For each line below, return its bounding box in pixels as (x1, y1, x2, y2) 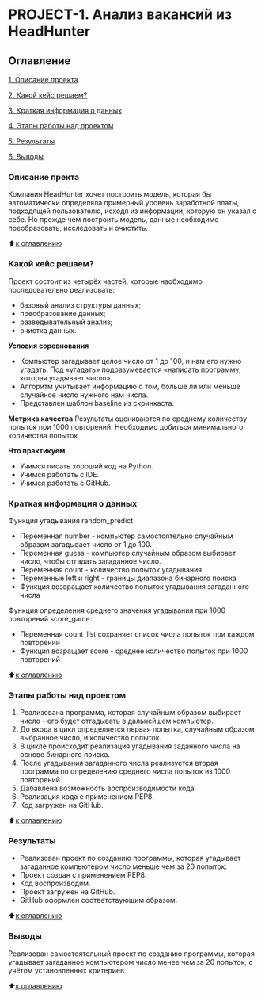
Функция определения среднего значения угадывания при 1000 (8, 605, 226, 615)
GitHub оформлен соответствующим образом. (19, 896, 178, 905)
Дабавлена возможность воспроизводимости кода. (19, 783, 197, 793)
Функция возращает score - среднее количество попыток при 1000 (19, 646, 248, 656)
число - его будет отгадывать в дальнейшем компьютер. (19, 716, 214, 726)
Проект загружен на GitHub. (19, 887, 115, 897)
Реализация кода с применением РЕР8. (19, 792, 154, 801)
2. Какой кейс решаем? (8, 90, 88, 100)
